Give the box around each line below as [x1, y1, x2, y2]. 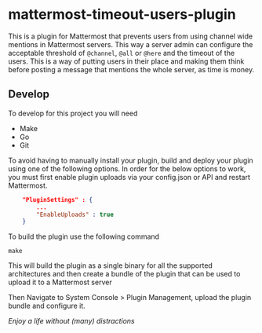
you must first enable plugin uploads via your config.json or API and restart [8, 172, 251, 181]
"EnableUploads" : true [36, 210, 114, 218]
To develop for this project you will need [8, 108, 138, 118]
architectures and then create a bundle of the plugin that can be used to [8, 269, 241, 279]
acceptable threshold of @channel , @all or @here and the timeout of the [8, 48, 235, 57]
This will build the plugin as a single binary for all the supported [8, 261, 213, 270]
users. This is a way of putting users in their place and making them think [8, 57, 245, 66]
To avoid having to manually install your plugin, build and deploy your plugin [8, 156, 253, 165]
